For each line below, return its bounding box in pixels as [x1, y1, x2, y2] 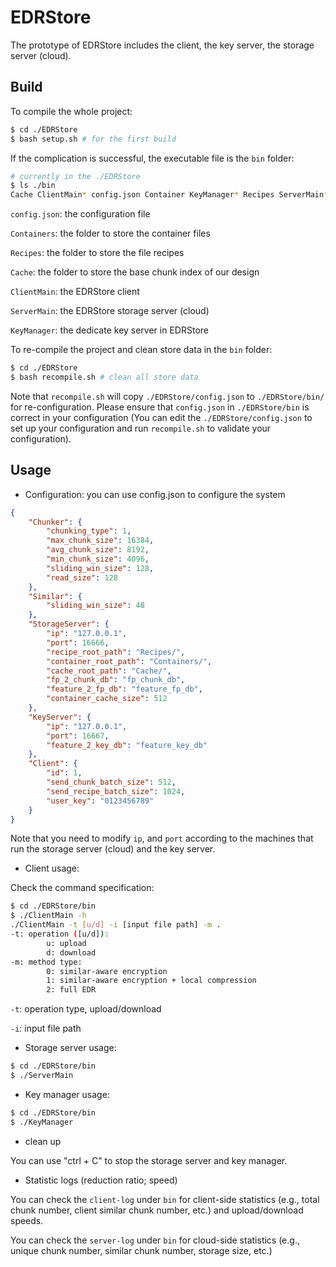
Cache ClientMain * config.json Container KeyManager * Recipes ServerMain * [10, 190, 329, 200]
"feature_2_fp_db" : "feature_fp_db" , [46, 684, 203, 695]
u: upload [46, 938, 87, 948]
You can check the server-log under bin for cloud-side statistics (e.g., [10, 1234, 300, 1246]
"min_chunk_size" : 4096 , [46, 554, 150, 565]
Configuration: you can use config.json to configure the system [24, 488, 286, 500]
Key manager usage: [24, 1088, 110, 1100]
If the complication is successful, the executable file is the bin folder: [10, 152, 295, 164]
